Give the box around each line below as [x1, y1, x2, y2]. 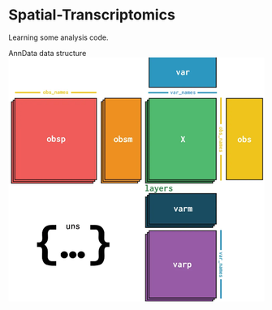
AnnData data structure [8, 48, 87, 58]
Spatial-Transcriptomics [8, 6, 176, 24]
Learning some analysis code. [8, 32, 109, 42]
